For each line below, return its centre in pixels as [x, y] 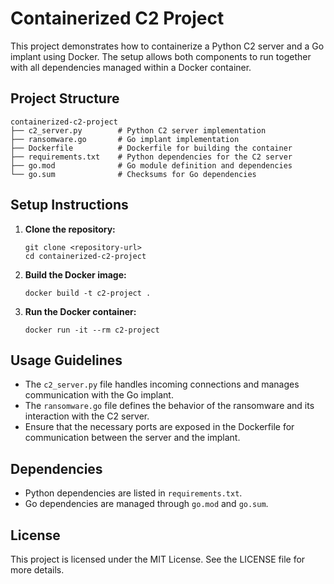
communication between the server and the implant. [132, 438]
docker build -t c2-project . [88, 293]
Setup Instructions [69, 205]
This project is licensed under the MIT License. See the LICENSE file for [158, 559]
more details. [37, 570]
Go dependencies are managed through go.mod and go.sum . [146, 504]
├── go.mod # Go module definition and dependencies [151, 165]
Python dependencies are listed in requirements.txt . [133, 493]
